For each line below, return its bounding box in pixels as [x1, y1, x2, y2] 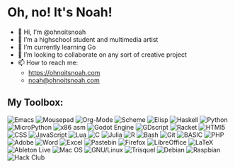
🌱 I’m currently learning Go [17, 43, 96, 51]
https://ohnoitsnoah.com [28, 68, 101, 77]
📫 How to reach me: [17, 58, 79, 67]
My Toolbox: [7, 96, 64, 108]
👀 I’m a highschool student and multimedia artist [17, 35, 159, 43]
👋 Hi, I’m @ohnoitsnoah [17, 28, 86, 36]
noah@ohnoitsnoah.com [28, 76, 101, 84]
